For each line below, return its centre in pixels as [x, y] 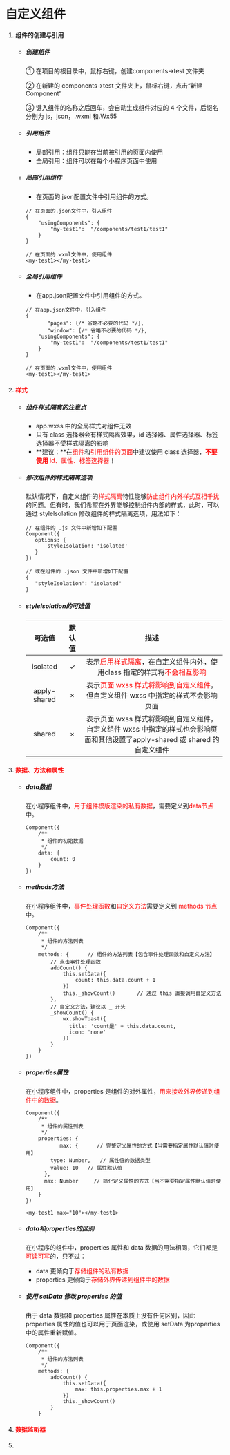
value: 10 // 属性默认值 [86, 1168]
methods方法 [45, 887]
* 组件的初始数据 [62, 841]
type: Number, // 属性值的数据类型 [100, 1160]
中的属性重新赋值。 [53, 1332]
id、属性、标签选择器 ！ [83, 461]
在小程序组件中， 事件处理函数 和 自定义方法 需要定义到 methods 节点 [121, 906]
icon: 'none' [87, 1032]
